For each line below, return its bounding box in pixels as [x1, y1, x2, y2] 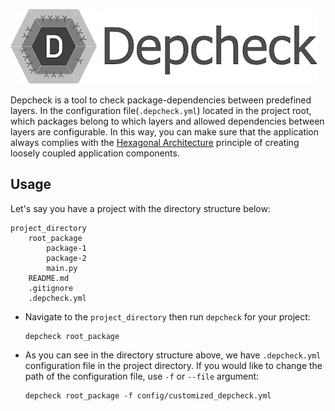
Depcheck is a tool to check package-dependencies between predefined [10, 94, 312, 106]
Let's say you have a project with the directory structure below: [10, 202, 271, 214]
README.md [28, 273, 70, 283]
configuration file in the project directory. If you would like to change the [24, 359, 323, 371]
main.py [46, 263, 78, 273]
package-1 [46, 243, 87, 253]
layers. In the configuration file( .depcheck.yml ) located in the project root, [10, 105, 312, 116]
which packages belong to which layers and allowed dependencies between [10, 115, 325, 127]
